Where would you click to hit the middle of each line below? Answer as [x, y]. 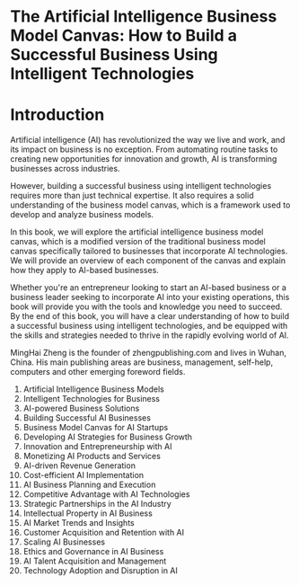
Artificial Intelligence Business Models [93, 389]
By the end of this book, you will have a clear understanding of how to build [150, 316]
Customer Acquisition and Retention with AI [104, 533]
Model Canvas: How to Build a [123, 35]
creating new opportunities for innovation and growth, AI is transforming [144, 159]
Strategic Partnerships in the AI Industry [97, 504]
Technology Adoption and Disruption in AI [101, 571]
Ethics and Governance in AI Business [93, 552]
